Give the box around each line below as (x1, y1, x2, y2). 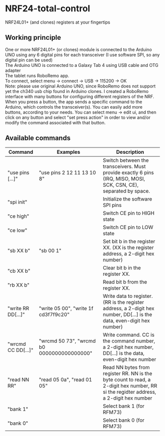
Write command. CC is (103, 331, 155, 338)
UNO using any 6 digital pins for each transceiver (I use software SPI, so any (5, 52, 160, 58)
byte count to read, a (103, 376, 151, 383)
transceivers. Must (103, 163, 146, 170)
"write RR (7, 305, 29, 312)
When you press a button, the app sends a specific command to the (5, 99, 142, 105)
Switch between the (103, 157, 149, 164)
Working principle (5, 33, 61, 42)
